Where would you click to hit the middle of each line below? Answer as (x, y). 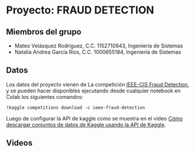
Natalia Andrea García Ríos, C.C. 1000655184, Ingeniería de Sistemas (98, 52)
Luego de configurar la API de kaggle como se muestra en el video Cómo (95, 118)
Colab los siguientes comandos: (45, 96)
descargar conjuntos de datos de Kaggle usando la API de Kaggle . (86, 125)
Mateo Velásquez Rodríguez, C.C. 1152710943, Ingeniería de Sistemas (99, 46)
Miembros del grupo (44, 32)
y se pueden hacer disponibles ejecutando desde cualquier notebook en (93, 91)
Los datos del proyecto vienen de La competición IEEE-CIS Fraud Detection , (98, 84)
